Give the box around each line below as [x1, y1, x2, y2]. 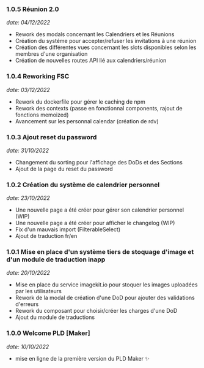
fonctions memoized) [15, 111, 69, 118]
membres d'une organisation [15, 50, 88, 58]
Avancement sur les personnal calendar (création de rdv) [15, 117, 159, 125]
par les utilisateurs [15, 288, 62, 295]
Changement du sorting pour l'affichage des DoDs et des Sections [15, 158, 183, 166]
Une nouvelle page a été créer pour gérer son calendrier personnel [15, 206, 184, 213]
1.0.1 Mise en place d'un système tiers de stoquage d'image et [6, 248, 194, 256]
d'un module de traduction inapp [6, 255, 106, 264]
